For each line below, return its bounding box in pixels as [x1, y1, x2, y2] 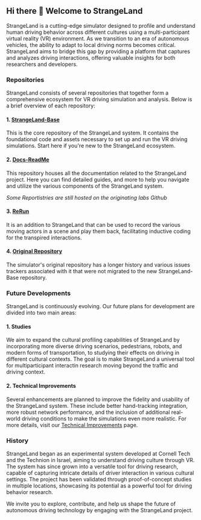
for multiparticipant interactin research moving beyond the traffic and [6, 362, 179, 369]
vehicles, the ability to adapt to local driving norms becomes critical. [6, 41, 176, 48]
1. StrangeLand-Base [6, 116, 60, 123]
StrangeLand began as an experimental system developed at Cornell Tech [6, 450, 191, 457]
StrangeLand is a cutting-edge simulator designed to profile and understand [6, 22, 196, 29]
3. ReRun [6, 208, 30, 215]
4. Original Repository [6, 248, 62, 255]
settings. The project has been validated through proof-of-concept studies [6, 475, 192, 483]
